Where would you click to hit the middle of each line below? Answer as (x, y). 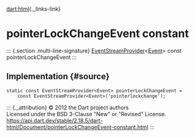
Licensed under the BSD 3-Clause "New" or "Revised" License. (86, 114)
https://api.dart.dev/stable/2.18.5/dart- (55, 120)
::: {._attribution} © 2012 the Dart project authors (67, 108)
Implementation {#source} (58, 76)
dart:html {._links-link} (34, 9)
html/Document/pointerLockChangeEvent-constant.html (77, 127)
